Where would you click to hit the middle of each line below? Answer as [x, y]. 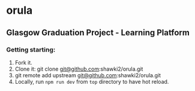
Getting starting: [31, 50]
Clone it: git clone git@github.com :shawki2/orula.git [79, 69]
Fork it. [24, 62]
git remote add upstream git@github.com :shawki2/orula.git [88, 75]
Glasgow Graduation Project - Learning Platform [98, 33]
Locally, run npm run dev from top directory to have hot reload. [92, 81]
